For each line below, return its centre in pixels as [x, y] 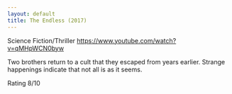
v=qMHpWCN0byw [36, 48]
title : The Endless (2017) [47, 20]
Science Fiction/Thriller [42, 40]
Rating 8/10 [24, 83]
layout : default [31, 14]
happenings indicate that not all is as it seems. [75, 69]
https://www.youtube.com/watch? [127, 40]
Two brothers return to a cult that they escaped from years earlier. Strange [116, 61]
